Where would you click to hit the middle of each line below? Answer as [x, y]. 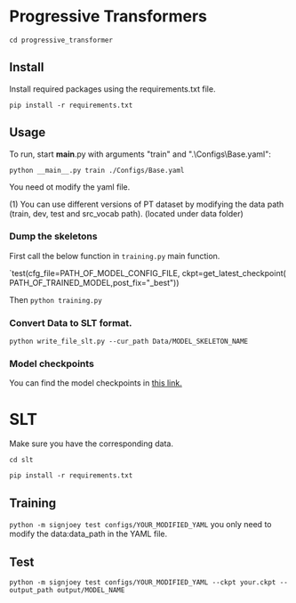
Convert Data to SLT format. [71, 322]
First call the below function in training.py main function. [115, 256]
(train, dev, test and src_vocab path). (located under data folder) [127, 213]
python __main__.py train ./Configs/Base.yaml [97, 170]
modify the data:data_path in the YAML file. [88, 534]
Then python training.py [56, 299]
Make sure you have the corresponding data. [92, 444]
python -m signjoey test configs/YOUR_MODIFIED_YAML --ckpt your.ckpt [143, 583]
